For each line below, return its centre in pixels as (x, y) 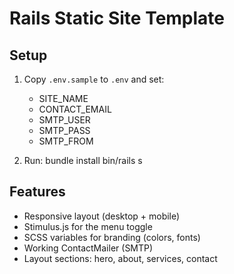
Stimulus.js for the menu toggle (88, 226)
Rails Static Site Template (117, 18)
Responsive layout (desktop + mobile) (102, 216)
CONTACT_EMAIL (75, 109)
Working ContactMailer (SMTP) (88, 248)
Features (37, 192)
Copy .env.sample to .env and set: (94, 79)
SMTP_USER (64, 120)
